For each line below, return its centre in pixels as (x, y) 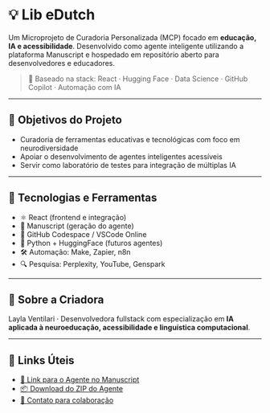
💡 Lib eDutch (52, 15)
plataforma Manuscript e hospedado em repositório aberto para (114, 55)
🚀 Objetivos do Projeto (65, 120)
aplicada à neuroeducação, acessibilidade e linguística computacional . (129, 328)
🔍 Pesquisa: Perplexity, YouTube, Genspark (92, 264)
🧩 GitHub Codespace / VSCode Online (83, 234)
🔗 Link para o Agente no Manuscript (80, 380)
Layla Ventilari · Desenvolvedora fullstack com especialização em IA (121, 319)
